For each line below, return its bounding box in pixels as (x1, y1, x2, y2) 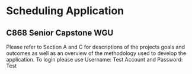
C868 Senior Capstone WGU (6, 28, 114, 38)
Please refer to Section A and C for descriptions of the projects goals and (6, 43, 185, 50)
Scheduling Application (6, 4, 124, 18)
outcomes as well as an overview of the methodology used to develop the (6, 50, 187, 57)
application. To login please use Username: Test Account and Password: (6, 56, 183, 63)
